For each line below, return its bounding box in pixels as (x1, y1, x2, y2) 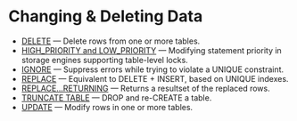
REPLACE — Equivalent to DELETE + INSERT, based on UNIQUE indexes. (21, 73, 289, 84)
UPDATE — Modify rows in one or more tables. (21, 101, 194, 112)
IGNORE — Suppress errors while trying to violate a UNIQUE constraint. (21, 64, 285, 75)
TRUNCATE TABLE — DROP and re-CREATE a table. (21, 92, 212, 103)
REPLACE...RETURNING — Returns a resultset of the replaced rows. (21, 83, 270, 93)
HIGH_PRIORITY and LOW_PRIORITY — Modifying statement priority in (21, 44, 282, 55)
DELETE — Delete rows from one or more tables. (21, 36, 201, 46)
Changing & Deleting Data (8, 6, 203, 27)
